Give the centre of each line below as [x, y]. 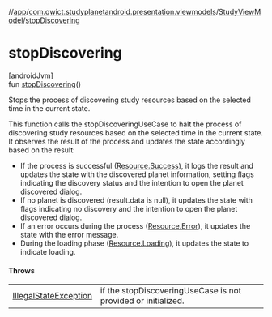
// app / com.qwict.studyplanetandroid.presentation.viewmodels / [114, 12]
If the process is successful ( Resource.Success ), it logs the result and [136, 165]
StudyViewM [240, 12]
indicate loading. [48, 251]
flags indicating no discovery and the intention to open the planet [129, 208]
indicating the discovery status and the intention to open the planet [132, 182]
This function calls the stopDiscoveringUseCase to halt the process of [125, 124]
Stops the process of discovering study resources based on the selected [130, 100]
